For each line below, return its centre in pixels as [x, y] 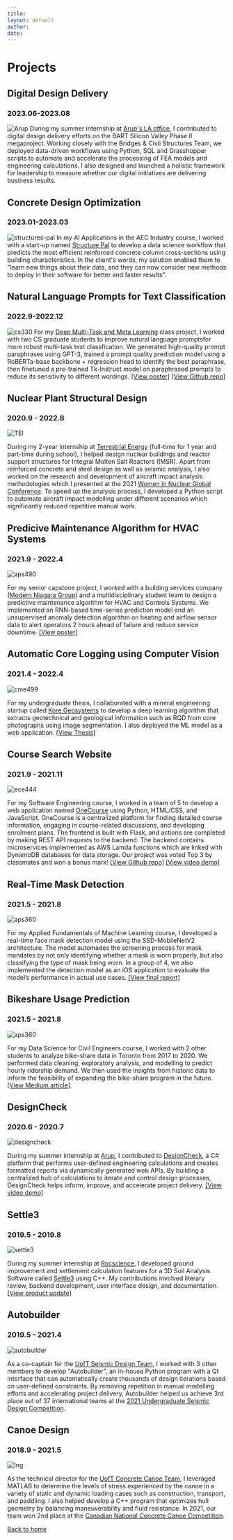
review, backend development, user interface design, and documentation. [113, 1285]
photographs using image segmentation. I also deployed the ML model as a [115, 725]
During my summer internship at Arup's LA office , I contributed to [123, 129]
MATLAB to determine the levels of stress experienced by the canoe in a [111, 1486]
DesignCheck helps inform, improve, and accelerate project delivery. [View [115, 1185]
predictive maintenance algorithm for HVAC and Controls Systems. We [108, 602]
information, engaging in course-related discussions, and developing [106, 826]
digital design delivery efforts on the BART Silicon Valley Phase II [100, 136]
